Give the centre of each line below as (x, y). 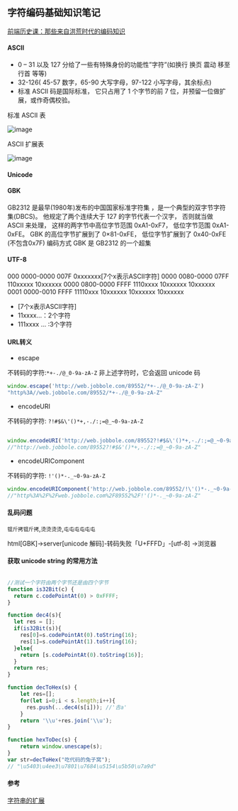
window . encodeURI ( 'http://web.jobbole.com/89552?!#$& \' (91, 440)
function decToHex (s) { (42, 687)
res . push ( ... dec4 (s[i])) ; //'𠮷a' (76, 707)
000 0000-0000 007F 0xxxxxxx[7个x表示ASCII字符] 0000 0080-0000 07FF (118, 276)
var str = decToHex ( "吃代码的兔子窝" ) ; (59, 760)
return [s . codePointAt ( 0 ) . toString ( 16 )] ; (82, 655)
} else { (23, 648)
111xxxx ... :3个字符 (45, 325)
